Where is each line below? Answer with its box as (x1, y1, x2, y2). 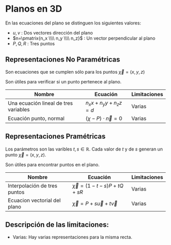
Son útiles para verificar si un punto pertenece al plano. (5, 78, 122, 84)
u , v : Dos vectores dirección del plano (12, 29, 93, 36)
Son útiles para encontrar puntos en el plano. (5, 161, 100, 168)
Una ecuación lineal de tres (8, 100, 73, 107)
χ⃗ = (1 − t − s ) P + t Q (72, 182, 124, 189)
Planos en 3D (5, 3, 62, 15)
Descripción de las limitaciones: (5, 221, 109, 229)
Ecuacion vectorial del (8, 197, 61, 204)
